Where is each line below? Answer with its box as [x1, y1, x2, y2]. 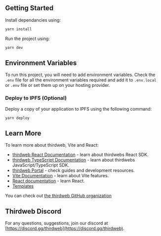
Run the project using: [5, 36, 50, 41]
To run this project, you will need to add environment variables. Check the [5, 72, 156, 78]
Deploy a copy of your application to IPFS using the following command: [5, 106, 152, 112]
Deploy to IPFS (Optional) [5, 95, 67, 102]
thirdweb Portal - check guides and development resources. [12, 167, 135, 173]
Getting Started [5, 4, 54, 12]
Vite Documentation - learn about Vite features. [12, 173, 109, 179]
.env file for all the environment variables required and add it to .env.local [5, 77, 157, 83]
